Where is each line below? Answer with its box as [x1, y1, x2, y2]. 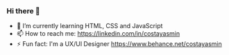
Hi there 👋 [6, 6, 41, 16]
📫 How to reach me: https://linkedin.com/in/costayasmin [16, 30, 180, 38]
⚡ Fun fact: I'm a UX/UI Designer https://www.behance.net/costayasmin [16, 40, 223, 48]
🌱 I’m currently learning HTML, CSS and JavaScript [16, 22, 163, 30]
